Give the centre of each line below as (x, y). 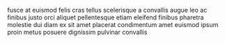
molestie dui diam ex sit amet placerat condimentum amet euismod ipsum (113, 25)
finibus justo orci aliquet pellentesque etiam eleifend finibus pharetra (106, 17)
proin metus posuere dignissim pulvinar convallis (77, 32)
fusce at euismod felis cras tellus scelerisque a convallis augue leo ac (107, 10)
